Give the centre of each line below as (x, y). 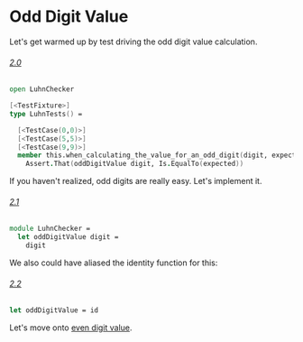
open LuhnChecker (42, 89)
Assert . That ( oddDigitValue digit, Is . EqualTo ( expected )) (135, 164)
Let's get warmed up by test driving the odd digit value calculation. (133, 42)
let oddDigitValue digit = (68, 237)
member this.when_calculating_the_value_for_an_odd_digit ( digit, (143, 155)
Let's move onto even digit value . (71, 328)
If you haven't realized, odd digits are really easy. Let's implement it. (136, 181)
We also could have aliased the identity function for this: (114, 263)
